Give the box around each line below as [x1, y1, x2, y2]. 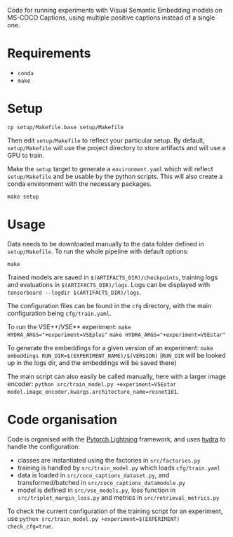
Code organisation [7, 412, 118, 427]
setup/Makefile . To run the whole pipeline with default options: [7, 247, 189, 256]
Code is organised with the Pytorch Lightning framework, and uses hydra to [7, 435, 226, 443]
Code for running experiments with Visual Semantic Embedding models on [7, 6, 222, 14]
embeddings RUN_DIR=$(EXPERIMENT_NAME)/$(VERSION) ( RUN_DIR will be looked [7, 351, 226, 359]
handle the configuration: [7, 442, 81, 451]
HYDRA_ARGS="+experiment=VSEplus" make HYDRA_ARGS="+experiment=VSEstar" [7, 331, 226, 338]
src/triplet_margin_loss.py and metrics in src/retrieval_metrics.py [17, 493, 220, 501]
